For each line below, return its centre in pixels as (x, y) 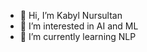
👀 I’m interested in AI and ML (79, 26)
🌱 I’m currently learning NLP (78, 36)
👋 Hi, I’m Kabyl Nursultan (71, 15)
